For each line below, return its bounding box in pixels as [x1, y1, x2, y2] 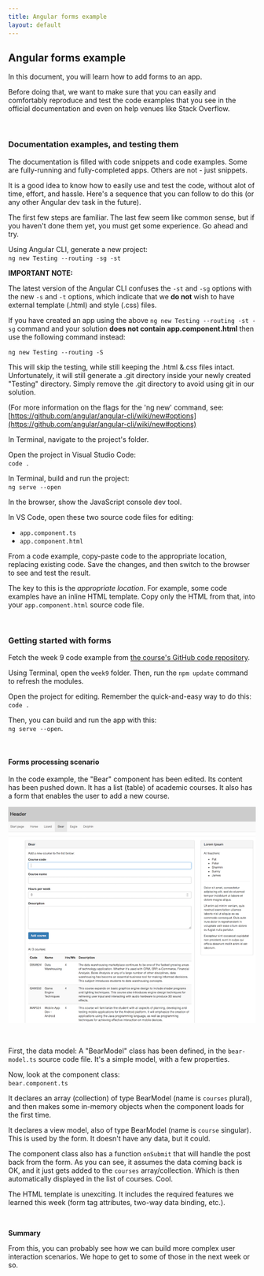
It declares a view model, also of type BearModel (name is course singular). [8, 1126, 251, 1135]
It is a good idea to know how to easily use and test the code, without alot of [8, 180, 255, 190]
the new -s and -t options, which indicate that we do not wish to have [8, 291, 235, 301]
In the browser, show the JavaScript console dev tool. [8, 497, 182, 506]
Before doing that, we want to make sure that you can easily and [8, 87, 217, 97]
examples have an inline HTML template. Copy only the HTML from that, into [8, 592, 255, 601]
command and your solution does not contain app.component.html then [16, 324, 255, 333]
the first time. [8, 1111, 52, 1120]
